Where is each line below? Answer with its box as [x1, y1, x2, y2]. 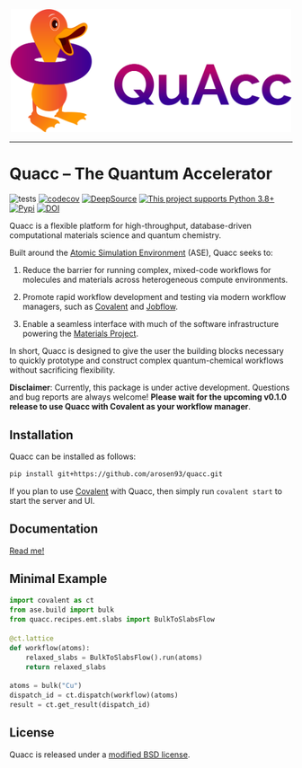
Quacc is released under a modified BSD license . [9, 749, 191, 760]
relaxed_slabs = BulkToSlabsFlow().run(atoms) [25, 653, 203, 662]
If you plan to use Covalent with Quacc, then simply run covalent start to [9, 485, 283, 497]
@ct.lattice [9, 633, 54, 643]
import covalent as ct [9, 596, 94, 605]
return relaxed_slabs [25, 662, 106, 672]
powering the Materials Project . [22, 328, 139, 340]
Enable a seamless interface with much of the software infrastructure [22, 319, 280, 330]
